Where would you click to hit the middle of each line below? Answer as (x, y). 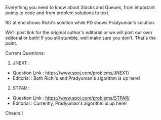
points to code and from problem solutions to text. (57, 13)
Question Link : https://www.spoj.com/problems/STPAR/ (71, 98)
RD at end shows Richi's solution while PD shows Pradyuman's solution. (80, 23)
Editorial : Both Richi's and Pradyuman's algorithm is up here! (76, 78)
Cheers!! (14, 113)
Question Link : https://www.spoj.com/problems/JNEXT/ (71, 73)
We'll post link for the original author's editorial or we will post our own (79, 32)
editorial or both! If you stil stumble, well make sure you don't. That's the (80, 38)
